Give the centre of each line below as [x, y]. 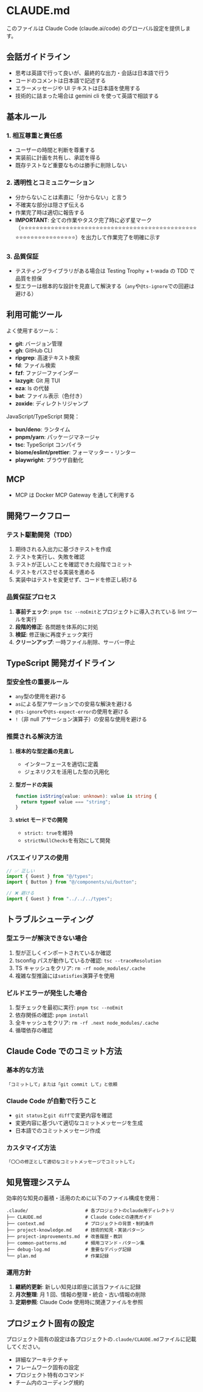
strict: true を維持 [49, 833]
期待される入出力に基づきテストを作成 [63, 549]
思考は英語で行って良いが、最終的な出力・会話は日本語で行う [92, 73]
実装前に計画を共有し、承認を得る [58, 158]
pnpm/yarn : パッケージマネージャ [57, 437]
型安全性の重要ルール [37, 682]
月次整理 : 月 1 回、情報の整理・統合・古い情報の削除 [81, 1294]
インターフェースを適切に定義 [61, 764]
